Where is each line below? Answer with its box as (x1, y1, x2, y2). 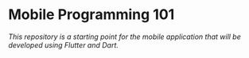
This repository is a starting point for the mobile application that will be (8, 32, 241, 41)
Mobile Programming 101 (8, 6, 175, 24)
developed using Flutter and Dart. (8, 40, 119, 49)
